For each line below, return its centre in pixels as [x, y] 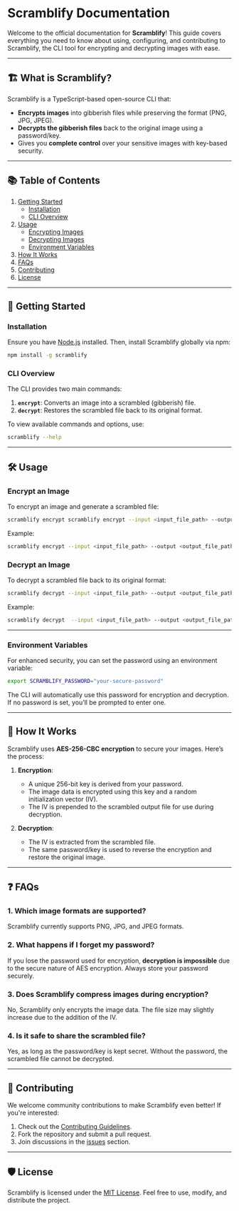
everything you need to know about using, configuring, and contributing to [117, 40]
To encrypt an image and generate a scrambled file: [83, 506]
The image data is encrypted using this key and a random [112, 791]
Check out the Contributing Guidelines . [75, 1127]
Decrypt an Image [39, 564]
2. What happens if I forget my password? [81, 945]
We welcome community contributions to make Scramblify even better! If [115, 1105]
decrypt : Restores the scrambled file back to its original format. [110, 410]
